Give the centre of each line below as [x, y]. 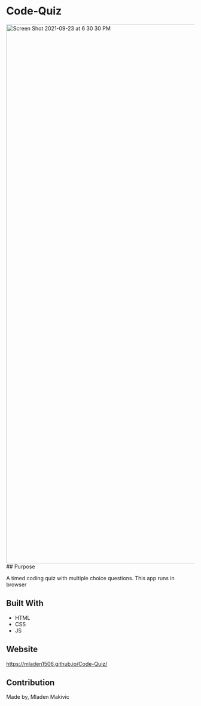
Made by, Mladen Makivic [38, 697]
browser [16, 584]
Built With [25, 603]
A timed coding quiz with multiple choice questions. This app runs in [90, 578]
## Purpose [21, 566]
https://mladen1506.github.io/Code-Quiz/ [57, 663]
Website [22, 649]
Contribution [31, 682]
